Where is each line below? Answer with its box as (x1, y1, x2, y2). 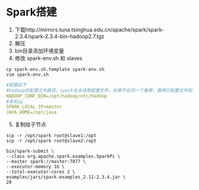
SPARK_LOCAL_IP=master (6, 104, 62, 110)
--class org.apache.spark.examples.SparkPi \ (6, 153, 120, 160)
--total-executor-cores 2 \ (6, 169, 76, 175)
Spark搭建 (6, 5, 57, 19)
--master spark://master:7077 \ (6, 159, 86, 165)
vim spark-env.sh (6, 72, 49, 78)
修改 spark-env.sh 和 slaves (14, 54, 83, 62)
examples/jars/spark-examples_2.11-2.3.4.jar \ (6, 174, 126, 181)
